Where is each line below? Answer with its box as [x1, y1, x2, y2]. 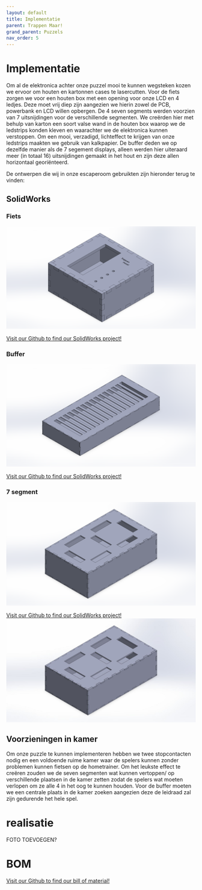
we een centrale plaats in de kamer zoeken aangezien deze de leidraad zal [6, 788, 191, 795]
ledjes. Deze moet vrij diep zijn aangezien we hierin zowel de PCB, [6, 101, 171, 108]
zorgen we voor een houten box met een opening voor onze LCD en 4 [6, 95, 179, 102]
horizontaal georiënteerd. [6, 158, 69, 166]
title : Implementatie [6, 16, 61, 22]
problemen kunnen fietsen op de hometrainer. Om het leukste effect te [6, 763, 181, 770]
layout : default [6, 10, 47, 16]
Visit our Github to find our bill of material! [6, 877, 110, 884]
